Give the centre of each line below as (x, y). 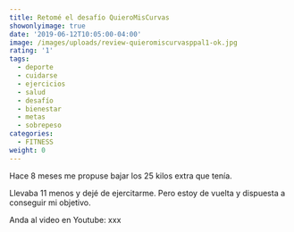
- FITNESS (35, 142)
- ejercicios (42, 84)
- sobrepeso (40, 126)
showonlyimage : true (48, 26)
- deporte (35, 68)
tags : (19, 59)
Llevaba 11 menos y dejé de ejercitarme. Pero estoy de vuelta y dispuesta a (147, 193)
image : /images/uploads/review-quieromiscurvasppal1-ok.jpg (124, 42)
